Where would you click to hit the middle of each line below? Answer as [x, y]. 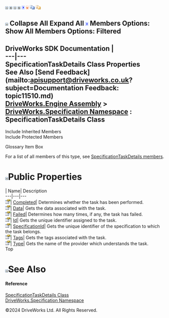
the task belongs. [23, 232]
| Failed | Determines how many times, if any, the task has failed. [76, 215]
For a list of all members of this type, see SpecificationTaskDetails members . [85, 156]
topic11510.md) [30, 96]
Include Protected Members [34, 137]
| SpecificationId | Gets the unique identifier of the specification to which [85, 226]
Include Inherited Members [33, 132]
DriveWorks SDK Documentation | [60, 48]
